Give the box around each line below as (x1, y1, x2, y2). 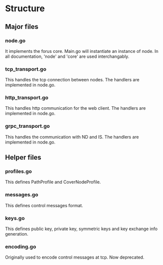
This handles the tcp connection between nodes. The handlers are (5, 77, 140, 83)
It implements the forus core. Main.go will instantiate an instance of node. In (5, 48, 159, 54)
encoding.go (5, 243, 36, 250)
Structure (5, 3, 45, 14)
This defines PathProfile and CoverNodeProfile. (5, 179, 101, 185)
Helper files (5, 153, 42, 162)
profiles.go (5, 168, 32, 175)
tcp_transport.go (5, 66, 47, 72)
